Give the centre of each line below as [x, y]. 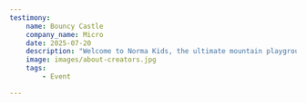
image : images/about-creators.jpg [91, 60]
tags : [36, 69]
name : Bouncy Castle [65, 26]
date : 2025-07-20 [59, 43]
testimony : [30, 18]
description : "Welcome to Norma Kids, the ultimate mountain [144, 51]
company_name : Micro [65, 34]
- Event [56, 77]
